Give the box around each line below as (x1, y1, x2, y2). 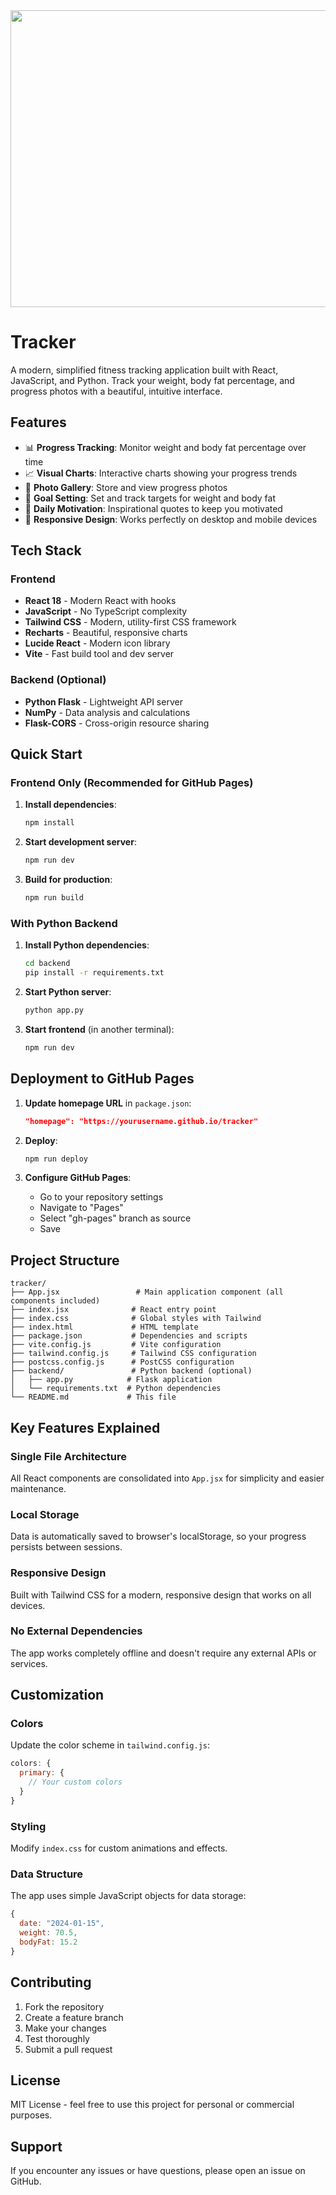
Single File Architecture (10, 1449, 127, 1463)
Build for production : (24, 874, 113, 886)
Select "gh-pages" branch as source (39, 1212, 192, 1224)
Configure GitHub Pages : (24, 1172, 132, 1184)
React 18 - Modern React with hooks (24, 595, 177, 607)
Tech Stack (10, 542, 82, 559)
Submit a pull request (24, 2043, 113, 2055)
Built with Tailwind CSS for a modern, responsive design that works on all (10, 1589, 312, 1601)
